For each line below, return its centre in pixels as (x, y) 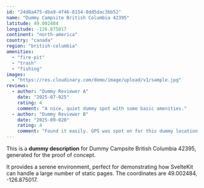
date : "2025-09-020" (43, 120)
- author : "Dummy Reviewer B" (50, 114)
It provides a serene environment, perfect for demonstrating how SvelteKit (100, 167)
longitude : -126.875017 (37, 29)
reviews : (17, 86)
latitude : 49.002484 (33, 23)
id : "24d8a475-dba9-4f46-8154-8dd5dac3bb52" (64, 12)
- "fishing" (27, 69)
